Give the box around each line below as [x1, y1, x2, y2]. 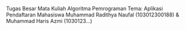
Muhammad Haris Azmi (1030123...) [6, 18, 93, 24]
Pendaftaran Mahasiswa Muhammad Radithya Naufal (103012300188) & [6, 11, 179, 18]
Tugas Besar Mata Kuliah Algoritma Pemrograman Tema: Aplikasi [6, 5, 163, 12]
